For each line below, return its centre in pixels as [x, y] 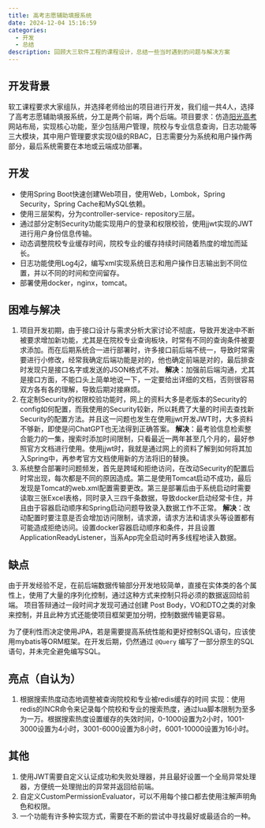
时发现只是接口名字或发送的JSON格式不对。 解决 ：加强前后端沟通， [130, 370]
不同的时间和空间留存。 [85, 272]
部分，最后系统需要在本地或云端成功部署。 [77, 146]
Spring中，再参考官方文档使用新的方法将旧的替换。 [110, 459]
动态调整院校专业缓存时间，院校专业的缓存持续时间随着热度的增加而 [130, 243]
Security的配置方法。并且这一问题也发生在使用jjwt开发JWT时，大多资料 [136, 419]
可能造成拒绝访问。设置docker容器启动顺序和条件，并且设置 [117, 528]
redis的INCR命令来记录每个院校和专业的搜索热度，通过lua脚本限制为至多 [138, 709]
